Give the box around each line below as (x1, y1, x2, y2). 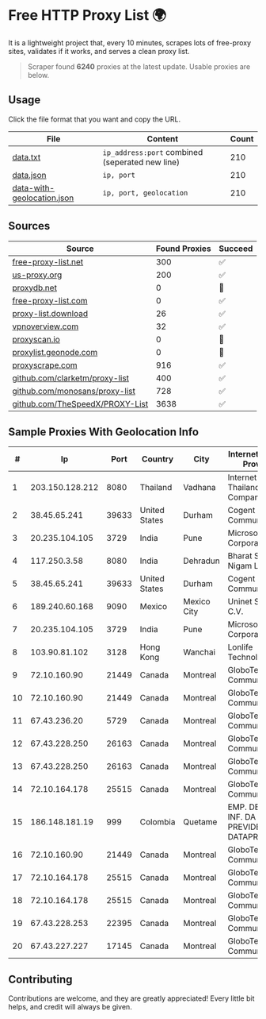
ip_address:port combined (102, 146, 203, 157)
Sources (8, 219, 51, 233)
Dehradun (183, 555, 220, 566)
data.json (12, 169, 47, 180)
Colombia (139, 816, 176, 828)
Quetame (183, 816, 218, 828)
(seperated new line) (102, 156, 180, 168)
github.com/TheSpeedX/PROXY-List (12, 398, 149, 409)
